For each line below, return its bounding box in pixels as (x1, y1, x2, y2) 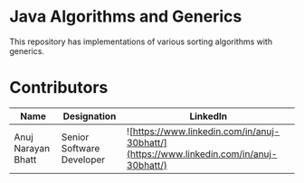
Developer (61, 153, 106, 166)
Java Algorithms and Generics (9, 6, 242, 27)
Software (61, 142, 100, 154)
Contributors (9, 78, 109, 98)
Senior (61, 131, 90, 143)
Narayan (14, 142, 51, 154)
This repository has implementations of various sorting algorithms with (9, 36, 273, 47)
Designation (62, 110, 117, 123)
